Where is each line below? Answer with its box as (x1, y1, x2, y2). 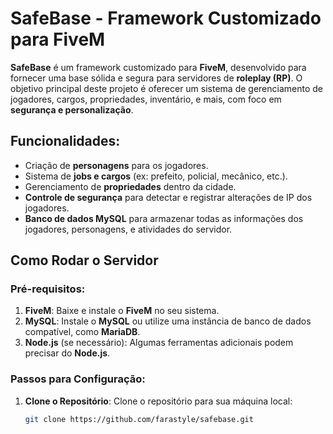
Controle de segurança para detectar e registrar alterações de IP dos (24, 191, 313, 203)
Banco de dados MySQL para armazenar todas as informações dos (24, 212, 304, 224)
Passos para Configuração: (10, 372, 146, 386)
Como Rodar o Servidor (10, 252, 159, 269)
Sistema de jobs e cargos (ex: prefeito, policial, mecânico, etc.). (24, 170, 288, 182)
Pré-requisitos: (10, 282, 86, 296)
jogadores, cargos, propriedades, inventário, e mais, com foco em (10, 93, 282, 105)
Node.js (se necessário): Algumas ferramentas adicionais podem (24, 337, 294, 349)
